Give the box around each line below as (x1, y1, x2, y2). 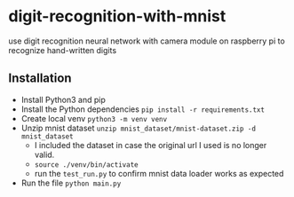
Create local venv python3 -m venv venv (20, 113, 168, 123)
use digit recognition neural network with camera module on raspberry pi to (8, 35, 285, 46)
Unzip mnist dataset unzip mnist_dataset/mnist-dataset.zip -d (20, 122, 257, 133)
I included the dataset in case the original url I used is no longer (34, 139, 267, 150)
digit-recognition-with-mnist (8, 6, 226, 27)
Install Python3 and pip (20, 94, 106, 105)
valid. (34, 149, 55, 160)
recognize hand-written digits (8, 44, 117, 55)
